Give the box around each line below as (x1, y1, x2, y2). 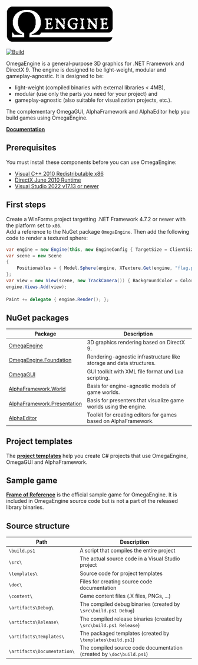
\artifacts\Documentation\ (8, 648, 75, 654)
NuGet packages (6, 312, 69, 322)
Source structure (6, 521, 70, 531)
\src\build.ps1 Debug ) (79, 607, 135, 614)
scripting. (87, 374, 110, 381)
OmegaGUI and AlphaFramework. (6, 459, 88, 466)
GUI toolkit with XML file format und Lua (87, 367, 184, 375)
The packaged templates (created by (79, 630, 170, 637)
